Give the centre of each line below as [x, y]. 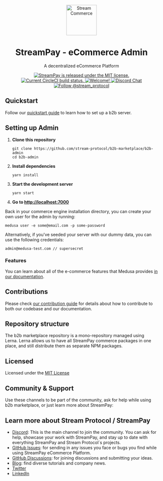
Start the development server [42, 184]
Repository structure [37, 324]
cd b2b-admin [25, 157]
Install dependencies [34, 166]
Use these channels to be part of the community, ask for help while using [78, 400]
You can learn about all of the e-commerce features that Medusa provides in [81, 271]
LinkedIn [21, 473]
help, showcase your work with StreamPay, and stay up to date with [80, 437]
